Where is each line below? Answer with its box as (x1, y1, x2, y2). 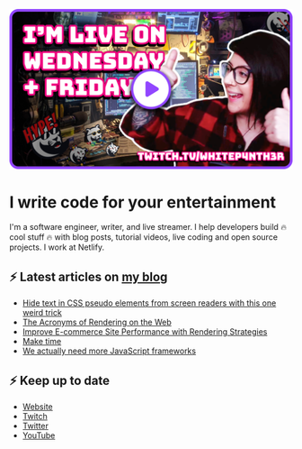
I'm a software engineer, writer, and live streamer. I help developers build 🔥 (9, 222, 288, 233)
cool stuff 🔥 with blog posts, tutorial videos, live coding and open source (9, 232, 279, 243)
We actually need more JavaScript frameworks (22, 345, 196, 356)
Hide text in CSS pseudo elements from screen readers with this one (22, 298, 277, 308)
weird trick (22, 307, 63, 318)
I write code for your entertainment (9, 192, 277, 212)
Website (22, 401, 54, 412)
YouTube (22, 430, 56, 441)
